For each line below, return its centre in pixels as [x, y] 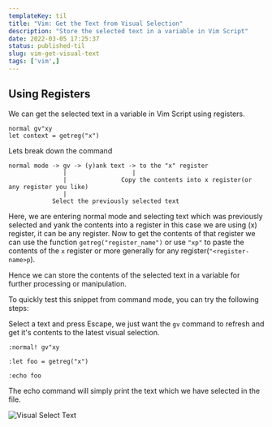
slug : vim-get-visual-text [54, 54]
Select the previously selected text [116, 201]
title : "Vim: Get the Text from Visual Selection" [96, 24]
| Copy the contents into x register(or [158, 179]
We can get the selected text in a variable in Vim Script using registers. [127, 114]
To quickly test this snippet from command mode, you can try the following [134, 299]
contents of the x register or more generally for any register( [109, 250]
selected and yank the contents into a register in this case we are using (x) [133, 225]
